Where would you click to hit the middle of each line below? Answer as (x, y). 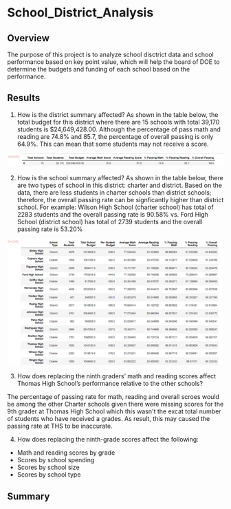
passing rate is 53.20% (50, 229)
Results (24, 98)
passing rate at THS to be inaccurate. (60, 426)
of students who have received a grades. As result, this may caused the (109, 419)
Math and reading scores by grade (66, 453)
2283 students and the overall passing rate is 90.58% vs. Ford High (112, 214)
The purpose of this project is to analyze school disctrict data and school (111, 54)
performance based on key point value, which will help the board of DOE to (113, 62)
